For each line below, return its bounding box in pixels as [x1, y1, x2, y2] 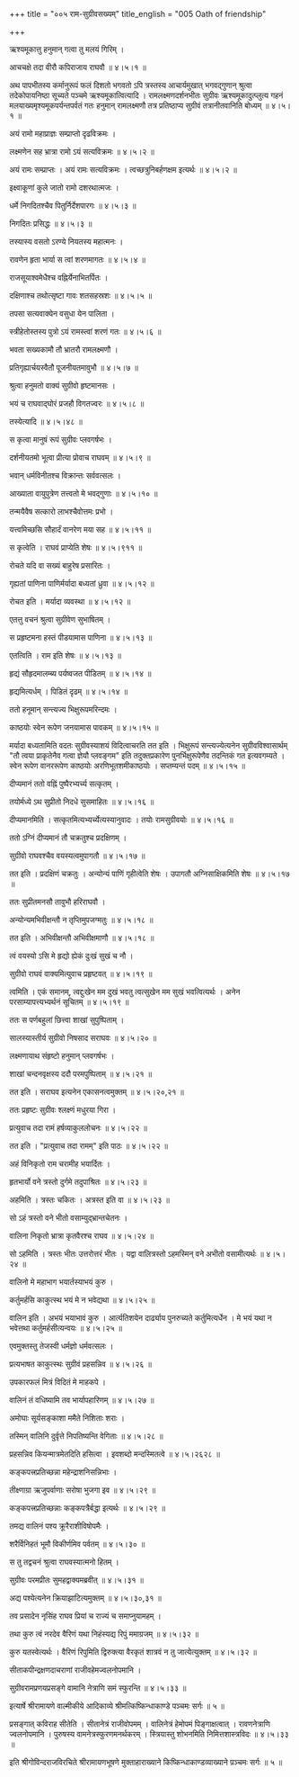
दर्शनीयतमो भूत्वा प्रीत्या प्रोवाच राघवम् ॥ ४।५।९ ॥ [9, 453, 151, 462]
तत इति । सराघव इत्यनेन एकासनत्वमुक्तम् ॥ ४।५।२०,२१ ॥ [9, 1087, 184, 1097]
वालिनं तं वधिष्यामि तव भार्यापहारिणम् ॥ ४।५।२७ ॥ [9, 1395, 154, 1405]
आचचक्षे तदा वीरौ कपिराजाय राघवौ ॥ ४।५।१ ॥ [9, 62, 146, 72]
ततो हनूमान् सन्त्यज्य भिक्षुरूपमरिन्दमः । [9, 705, 119, 714]
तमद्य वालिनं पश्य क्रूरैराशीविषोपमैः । [9, 1521, 110, 1531]
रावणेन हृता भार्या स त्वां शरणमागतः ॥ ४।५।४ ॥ [9, 255, 146, 265]
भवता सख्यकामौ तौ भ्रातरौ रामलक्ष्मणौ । [9, 345, 119, 355]
